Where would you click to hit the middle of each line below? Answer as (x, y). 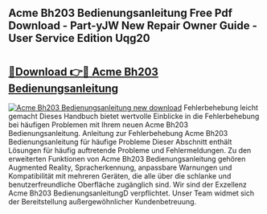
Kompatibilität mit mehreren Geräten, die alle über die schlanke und (120, 176)
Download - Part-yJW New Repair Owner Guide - (133, 26)
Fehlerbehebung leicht (221, 107)
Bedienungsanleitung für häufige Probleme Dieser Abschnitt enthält (120, 142)
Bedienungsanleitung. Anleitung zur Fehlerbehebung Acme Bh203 (118, 133)
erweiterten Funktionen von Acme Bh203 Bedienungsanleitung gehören (127, 159)
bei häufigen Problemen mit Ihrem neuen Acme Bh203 (99, 125)
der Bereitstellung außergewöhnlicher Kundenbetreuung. (103, 202)
